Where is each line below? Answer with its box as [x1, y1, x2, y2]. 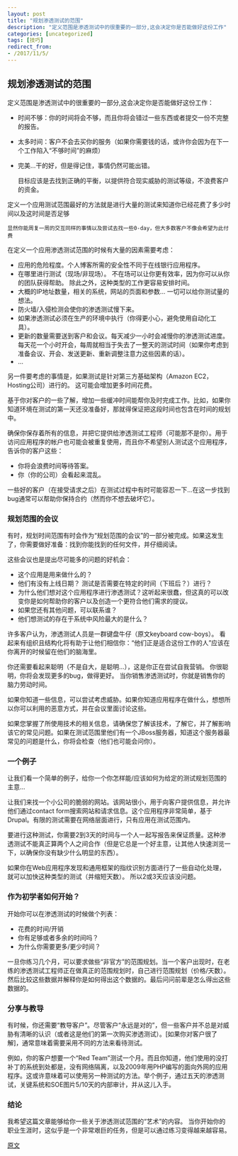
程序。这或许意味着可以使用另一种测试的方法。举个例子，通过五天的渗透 [7, 1071, 218, 1079]
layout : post [7, 10, 46, 18]
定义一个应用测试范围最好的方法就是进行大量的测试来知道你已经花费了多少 [7, 200, 225, 209]
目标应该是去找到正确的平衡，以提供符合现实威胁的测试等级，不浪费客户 [17, 176, 229, 185]
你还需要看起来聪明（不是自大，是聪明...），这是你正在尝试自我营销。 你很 [7, 662, 223, 671]
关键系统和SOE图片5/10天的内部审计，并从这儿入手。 [19, 1080, 175, 1089]
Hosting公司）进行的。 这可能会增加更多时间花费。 [7, 380, 156, 389]
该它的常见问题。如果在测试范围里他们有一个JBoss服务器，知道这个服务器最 [7, 728, 230, 737]
